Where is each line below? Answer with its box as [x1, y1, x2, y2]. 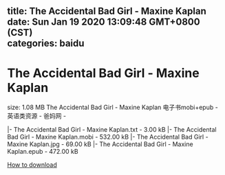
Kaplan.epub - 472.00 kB [7, 148, 78, 156]
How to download [7, 161, 57, 169]
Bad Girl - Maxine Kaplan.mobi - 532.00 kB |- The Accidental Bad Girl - [7, 133, 208, 141]
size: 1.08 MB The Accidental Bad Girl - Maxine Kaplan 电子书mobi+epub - [7, 103, 218, 112]
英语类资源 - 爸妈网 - [7, 112, 67, 120]
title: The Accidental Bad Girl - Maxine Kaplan [7, 5, 206, 17]
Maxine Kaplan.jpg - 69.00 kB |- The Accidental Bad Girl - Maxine [7, 140, 194, 148]
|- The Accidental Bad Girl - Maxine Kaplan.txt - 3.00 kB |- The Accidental [7, 126, 217, 134]
